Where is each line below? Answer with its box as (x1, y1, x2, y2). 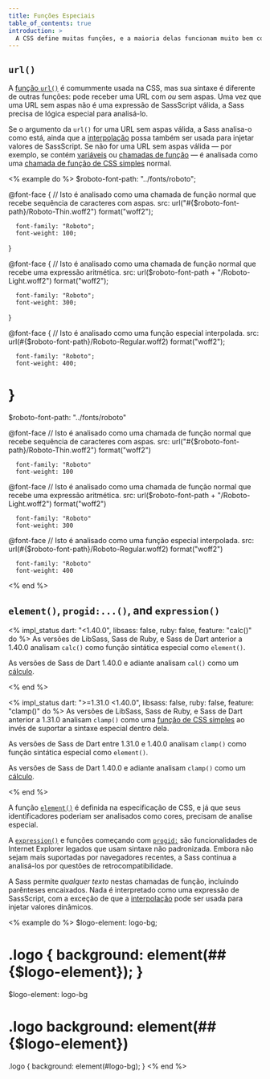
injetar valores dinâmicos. (8, 901, 94, 912)
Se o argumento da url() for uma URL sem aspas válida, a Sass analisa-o (8, 125, 252, 134)
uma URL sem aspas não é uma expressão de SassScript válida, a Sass (8, 100, 245, 110)
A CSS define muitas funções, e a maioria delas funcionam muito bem (15, 34, 253, 43)
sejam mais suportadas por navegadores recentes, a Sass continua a (8, 852, 237, 862)
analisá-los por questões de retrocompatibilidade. (8, 860, 174, 870)
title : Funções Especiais (8, 11, 95, 20)
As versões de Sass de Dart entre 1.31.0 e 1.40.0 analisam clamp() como (8, 738, 247, 748)
